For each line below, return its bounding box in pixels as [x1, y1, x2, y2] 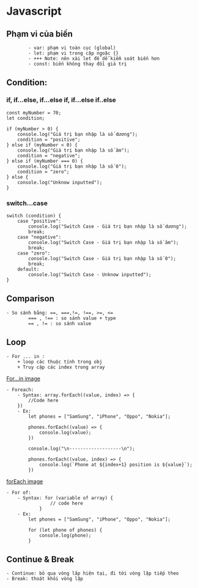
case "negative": [17, 234, 62, 240]
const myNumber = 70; [6, 110, 62, 116]
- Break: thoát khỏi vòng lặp [6, 576, 84, 582]
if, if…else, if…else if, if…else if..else [6, 96, 116, 105]
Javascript [6, 4, 62, 18]
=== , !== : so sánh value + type [28, 315, 116, 321]
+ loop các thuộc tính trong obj [17, 359, 103, 365]
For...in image [6, 374, 41, 382]
